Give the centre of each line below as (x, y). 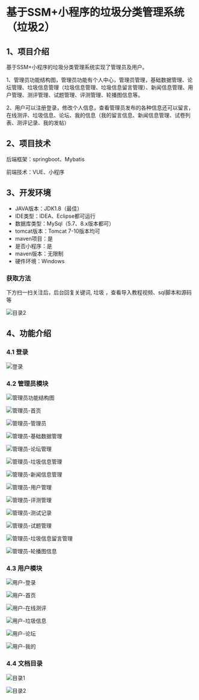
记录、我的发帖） (48, 123)
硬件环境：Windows (40, 261)
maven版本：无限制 (39, 253)
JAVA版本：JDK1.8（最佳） (49, 208)
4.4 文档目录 (25, 664)
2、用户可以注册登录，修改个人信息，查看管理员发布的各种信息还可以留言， (100, 108)
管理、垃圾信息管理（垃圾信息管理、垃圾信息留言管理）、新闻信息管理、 (99, 87)
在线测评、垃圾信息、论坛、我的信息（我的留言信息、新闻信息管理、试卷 (96, 115)
